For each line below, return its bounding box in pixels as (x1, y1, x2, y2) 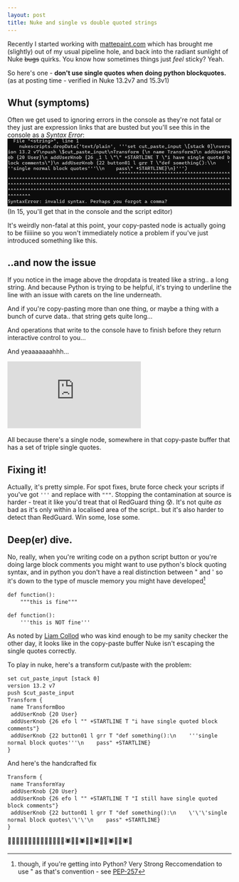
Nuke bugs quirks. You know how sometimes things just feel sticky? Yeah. (7, 54, 225, 63)
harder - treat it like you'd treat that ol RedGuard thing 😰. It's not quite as (7, 498, 222, 506)
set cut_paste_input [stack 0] (7, 675, 100, 682)
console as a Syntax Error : (7, 130, 85, 139)
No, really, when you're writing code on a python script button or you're (7, 553, 218, 561)
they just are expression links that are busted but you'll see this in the (7, 123, 211, 132)
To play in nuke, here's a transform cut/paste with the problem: (7, 660, 192, 669)
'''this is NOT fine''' (20, 619, 91, 626)
